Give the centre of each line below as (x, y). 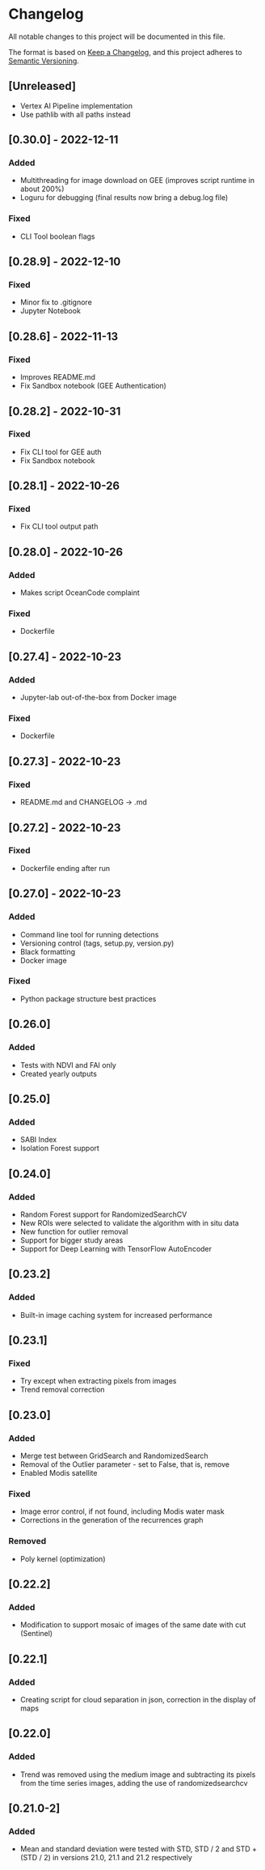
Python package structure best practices (88, 999)
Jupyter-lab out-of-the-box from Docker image (99, 698)
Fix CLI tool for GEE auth (61, 452)
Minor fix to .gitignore (56, 302)
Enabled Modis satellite (59, 1473)
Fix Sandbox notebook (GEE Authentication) (93, 386)
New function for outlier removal (74, 1231)
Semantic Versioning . (44, 61)
